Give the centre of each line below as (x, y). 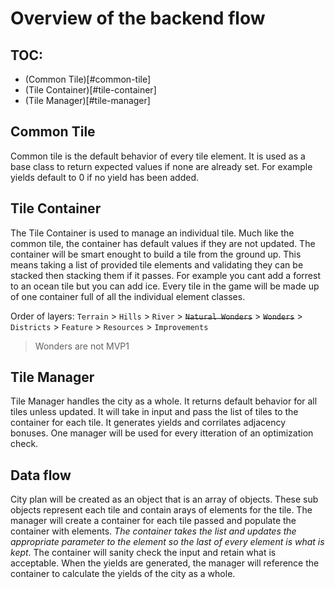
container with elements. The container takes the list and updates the (153, 531)
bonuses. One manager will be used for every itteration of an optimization (162, 433)
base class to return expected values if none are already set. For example (161, 166)
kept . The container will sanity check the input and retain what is (143, 553)
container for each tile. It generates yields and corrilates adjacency (148, 423)
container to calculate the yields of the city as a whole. (123, 574)
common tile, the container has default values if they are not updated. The (163, 243)
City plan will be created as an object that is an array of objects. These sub (164, 499)
